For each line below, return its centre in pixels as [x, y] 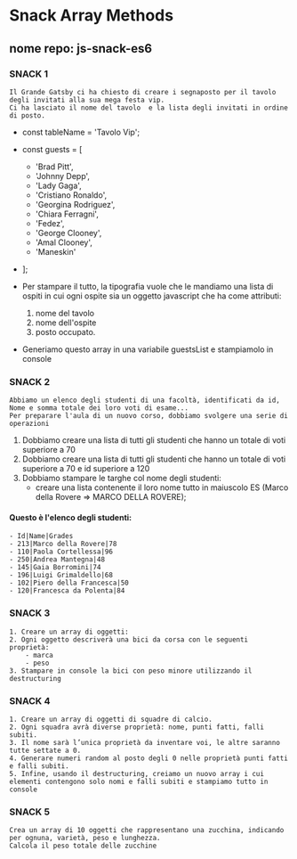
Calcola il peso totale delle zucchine [83, 846]
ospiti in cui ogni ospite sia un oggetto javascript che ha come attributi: [152, 296]
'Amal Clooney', [64, 242]
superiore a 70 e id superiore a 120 [86, 469]
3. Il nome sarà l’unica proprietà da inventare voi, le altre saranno [144, 742]
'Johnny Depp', [63, 176]
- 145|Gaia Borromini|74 [55, 568]
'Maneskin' [56, 251]
